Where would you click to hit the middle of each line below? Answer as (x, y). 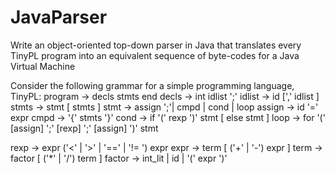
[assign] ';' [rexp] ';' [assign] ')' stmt (84, 128)
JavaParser (59, 17)
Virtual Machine (43, 66)
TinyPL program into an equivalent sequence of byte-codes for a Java (155, 55)
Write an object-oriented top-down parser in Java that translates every (156, 45)
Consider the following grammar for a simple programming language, (152, 85)
